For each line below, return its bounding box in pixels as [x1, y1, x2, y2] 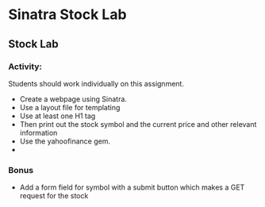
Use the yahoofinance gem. [19, 136, 111, 146]
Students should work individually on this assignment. [8, 79, 185, 88]
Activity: [8, 61, 42, 72]
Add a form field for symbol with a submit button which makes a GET [19, 182, 245, 192]
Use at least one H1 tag [19, 111, 96, 121]
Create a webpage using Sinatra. [19, 94, 127, 104]
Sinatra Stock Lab [8, 6, 127, 24]
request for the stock [19, 191, 89, 201]
